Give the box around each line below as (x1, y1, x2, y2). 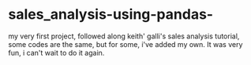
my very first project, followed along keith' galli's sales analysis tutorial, (8, 31, 240, 41)
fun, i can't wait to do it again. (8, 48, 105, 57)
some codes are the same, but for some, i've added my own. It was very (8, 39, 243, 49)
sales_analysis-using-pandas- (8, 5, 214, 23)
